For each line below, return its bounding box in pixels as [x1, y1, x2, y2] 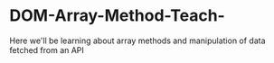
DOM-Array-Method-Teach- [9, 5, 226, 26]
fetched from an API [9, 44, 84, 55]
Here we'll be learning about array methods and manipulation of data [9, 35, 266, 46]
